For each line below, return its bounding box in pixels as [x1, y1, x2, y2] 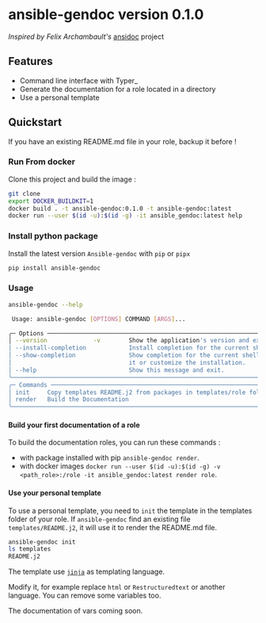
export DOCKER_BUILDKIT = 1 [8, 197, 93, 205]
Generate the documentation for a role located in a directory [19, 84, 216, 94]
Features [8, 55, 53, 68]
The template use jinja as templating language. [8, 567, 165, 576]
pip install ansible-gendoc [8, 264, 101, 272]
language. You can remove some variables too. [8, 591, 161, 600]
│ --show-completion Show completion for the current [8, 351, 239, 360]
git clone [8, 189, 41, 197]
